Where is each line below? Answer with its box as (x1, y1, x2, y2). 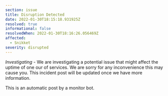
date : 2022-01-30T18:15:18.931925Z (5, 17, 81, 22)
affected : (5, 36, 26, 41)
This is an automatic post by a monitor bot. (5, 84, 95, 91)
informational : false (5, 26, 51, 31)
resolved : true (5, 21, 38, 27)
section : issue (5, 7, 38, 13)
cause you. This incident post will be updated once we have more (5, 69, 143, 76)
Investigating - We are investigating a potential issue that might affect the (5, 59, 158, 65)
